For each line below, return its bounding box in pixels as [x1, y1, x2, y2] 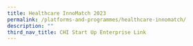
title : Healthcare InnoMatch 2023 [7, 9, 107, 17]
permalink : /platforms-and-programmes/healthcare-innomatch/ [7, 16, 187, 23]
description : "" [7, 22, 54, 29]
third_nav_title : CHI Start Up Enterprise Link [7, 28, 147, 36]
